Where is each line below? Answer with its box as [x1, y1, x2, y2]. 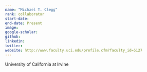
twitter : [5, 43, 23, 48]
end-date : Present [5, 20, 42, 26]
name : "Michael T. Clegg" [5, 7, 57, 12]
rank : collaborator [5, 12, 45, 17]
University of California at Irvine [5, 61, 69, 67]
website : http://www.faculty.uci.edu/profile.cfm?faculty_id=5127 [5, 48, 143, 53]
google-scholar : [5, 30, 38, 35]
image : [5, 25, 18, 30]
